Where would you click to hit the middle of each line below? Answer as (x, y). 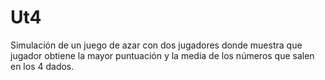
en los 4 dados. (42, 66)
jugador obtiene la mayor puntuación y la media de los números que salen (162, 55)
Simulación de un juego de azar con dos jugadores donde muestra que (156, 45)
